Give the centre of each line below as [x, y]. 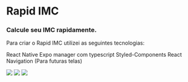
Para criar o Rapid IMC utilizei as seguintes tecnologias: [76, 43]
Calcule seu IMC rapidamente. [52, 30]
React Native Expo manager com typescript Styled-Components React [94, 55]
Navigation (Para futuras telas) [44, 61]
